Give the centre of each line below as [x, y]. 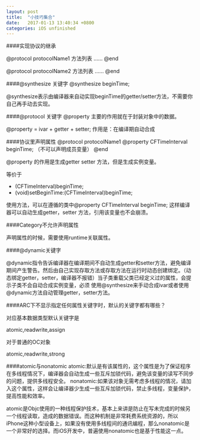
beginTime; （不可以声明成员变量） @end [57, 149]
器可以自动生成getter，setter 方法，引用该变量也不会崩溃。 [79, 212]
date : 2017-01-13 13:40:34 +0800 [50, 23]
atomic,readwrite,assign [36, 330]
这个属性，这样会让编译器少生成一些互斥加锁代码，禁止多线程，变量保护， [102, 389]
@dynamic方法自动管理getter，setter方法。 [60, 293]
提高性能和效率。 [27, 396]
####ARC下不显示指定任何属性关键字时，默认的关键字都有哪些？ [86, 305]
